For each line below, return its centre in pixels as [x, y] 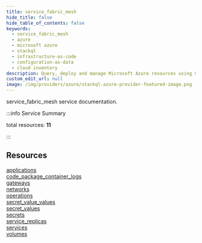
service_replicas [26, 221]
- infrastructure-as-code [44, 57]
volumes [17, 234]
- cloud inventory [35, 68]
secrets [16, 215]
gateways [18, 183]
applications [21, 170]
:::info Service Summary [36, 113]
